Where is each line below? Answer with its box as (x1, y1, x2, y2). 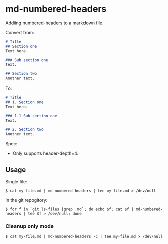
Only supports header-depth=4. (12, 150, 79, 156)
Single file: (5, 179, 27, 184)
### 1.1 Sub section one (5, 113, 57, 118)
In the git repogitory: (5, 197, 48, 203)
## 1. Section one (5, 99, 44, 105)
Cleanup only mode (5, 222, 54, 229)
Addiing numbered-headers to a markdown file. (5, 20, 104, 26)
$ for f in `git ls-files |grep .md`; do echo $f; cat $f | (5, 207, 134, 212)
